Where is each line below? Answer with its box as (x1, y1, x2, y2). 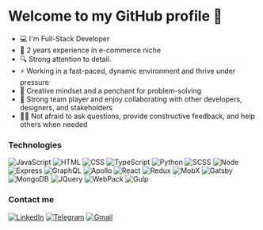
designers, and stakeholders (19, 102, 113, 112)
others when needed (19, 119, 88, 129)
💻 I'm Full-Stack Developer (19, 33, 110, 43)
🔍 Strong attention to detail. (19, 54, 112, 63)
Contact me (8, 194, 55, 205)
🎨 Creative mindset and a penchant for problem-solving (19, 86, 202, 95)
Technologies (8, 139, 62, 150)
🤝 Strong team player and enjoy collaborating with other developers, (19, 94, 243, 104)
